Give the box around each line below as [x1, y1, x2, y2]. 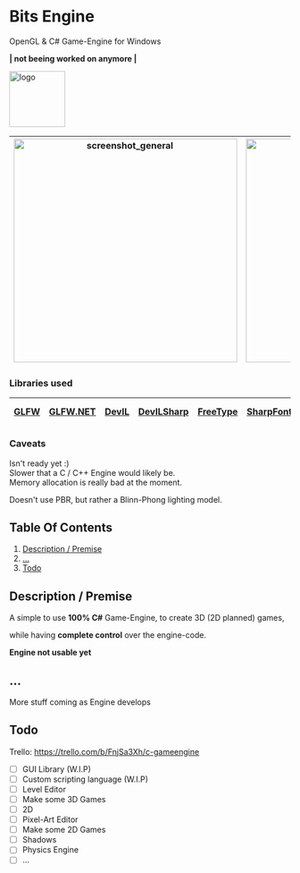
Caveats [9, 437, 46, 450]
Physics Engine [21, 844, 79, 855]
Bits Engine [9, 6, 96, 27]
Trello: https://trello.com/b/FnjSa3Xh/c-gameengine [9, 746, 200, 757]
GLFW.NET [48, 405, 96, 418]
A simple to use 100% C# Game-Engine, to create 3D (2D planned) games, [9, 613, 285, 623]
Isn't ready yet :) [9, 458, 70, 469]
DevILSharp [137, 405, 189, 418]
